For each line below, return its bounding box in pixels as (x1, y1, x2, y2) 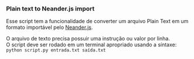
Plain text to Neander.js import (6, 5, 95, 13)
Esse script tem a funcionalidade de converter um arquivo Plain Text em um (6, 18, 189, 25)
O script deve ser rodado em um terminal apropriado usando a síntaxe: (6, 41, 177, 48)
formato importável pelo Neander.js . (6, 24, 93, 31)
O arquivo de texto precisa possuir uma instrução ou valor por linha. (6, 35, 170, 42)
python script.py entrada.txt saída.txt (6, 47, 107, 53)
